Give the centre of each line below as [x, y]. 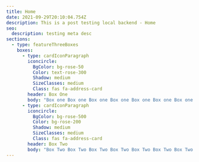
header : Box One [48, 94]
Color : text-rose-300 [59, 72]
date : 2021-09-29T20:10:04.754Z [46, 17]
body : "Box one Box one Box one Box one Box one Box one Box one [111, 100]
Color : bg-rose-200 [57, 122]
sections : [18, 39]
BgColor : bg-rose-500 [59, 116]
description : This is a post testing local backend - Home [81, 23]
